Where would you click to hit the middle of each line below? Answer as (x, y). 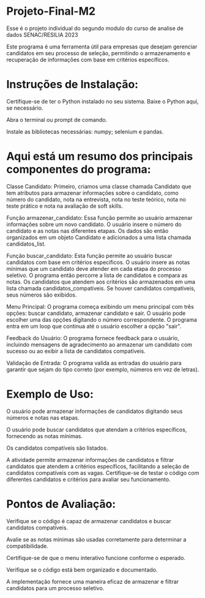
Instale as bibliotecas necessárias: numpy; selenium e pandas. (85, 131)
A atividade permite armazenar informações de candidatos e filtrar (90, 460)
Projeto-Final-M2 (51, 11)
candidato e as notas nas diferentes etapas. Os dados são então (88, 230)
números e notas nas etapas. (43, 417)
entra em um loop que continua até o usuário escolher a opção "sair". (94, 326)
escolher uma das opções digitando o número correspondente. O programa (102, 319)
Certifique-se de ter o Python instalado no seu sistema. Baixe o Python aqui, (102, 101)
